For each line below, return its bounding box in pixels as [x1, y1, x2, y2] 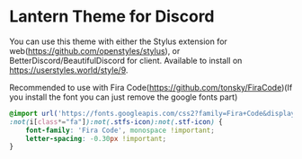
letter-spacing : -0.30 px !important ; [25, 134, 167, 143]
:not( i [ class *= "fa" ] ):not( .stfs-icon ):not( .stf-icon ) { [9, 117, 223, 127]
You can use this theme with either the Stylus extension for [9, 36, 227, 47]
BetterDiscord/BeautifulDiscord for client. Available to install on [9, 55, 243, 66]
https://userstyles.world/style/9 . [9, 65, 129, 75]
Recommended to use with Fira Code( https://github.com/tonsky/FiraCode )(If [9, 82, 293, 93]
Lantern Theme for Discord [9, 6, 215, 27]
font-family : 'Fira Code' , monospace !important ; [25, 126, 216, 135]
